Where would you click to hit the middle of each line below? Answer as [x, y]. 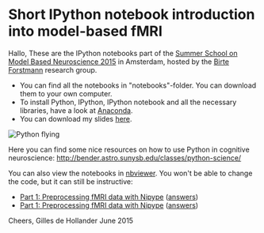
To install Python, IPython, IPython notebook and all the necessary [128, 102]
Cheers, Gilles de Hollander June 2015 [71, 220]
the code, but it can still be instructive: [71, 181]
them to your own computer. [66, 93]
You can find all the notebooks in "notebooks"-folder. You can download [138, 85]
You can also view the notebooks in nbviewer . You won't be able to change [130, 173]
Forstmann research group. [53, 70]
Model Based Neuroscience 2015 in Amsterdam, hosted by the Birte [119, 62]
